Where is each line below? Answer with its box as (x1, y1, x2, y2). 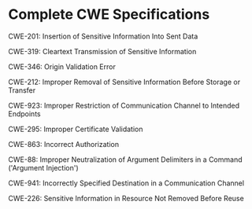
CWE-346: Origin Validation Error (8, 61, 116, 71)
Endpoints (8, 108, 41, 119)
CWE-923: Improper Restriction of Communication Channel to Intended (8, 101, 240, 110)
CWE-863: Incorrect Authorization (8, 139, 120, 148)
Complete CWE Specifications (8, 5, 210, 24)
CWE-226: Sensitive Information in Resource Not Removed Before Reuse (8, 193, 244, 203)
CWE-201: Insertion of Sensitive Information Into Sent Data (8, 31, 198, 41)
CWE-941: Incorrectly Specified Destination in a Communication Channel (8, 178, 245, 188)
